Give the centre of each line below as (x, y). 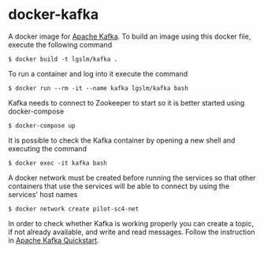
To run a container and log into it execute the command (98, 73)
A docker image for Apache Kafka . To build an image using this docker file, (130, 36)
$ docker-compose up (42, 125)
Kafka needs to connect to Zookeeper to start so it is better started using (126, 102)
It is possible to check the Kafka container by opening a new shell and (122, 140)
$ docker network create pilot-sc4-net (74, 209)
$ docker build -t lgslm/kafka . (63, 59)
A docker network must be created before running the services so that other (132, 177)
